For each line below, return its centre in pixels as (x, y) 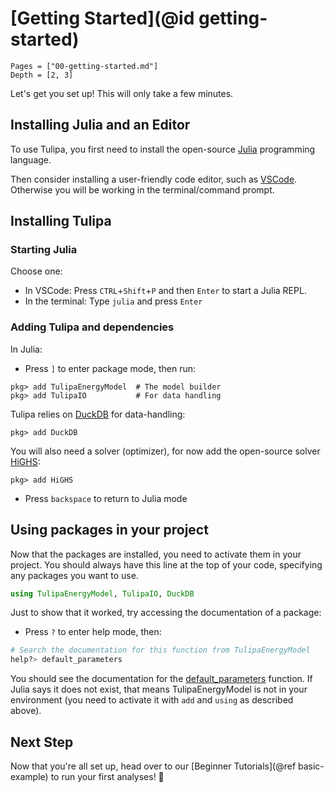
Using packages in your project (109, 530)
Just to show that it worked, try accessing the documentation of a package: (166, 613)
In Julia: (26, 349)
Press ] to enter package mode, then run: (110, 368)
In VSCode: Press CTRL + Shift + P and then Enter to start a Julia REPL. (165, 291)
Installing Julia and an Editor (100, 125)
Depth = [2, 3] (42, 75)
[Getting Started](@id (102, 18)
